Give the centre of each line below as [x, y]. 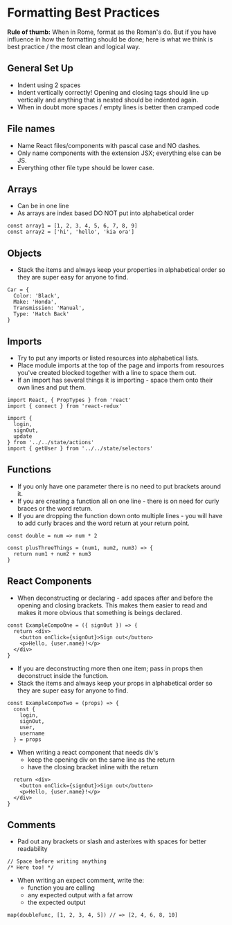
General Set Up [41, 68]
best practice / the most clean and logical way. [74, 46]
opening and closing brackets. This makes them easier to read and [112, 605]
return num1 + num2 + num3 [52, 554]
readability [32, 849]
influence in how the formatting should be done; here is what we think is [110, 39]
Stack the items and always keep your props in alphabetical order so [115, 683]
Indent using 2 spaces [49, 85]
